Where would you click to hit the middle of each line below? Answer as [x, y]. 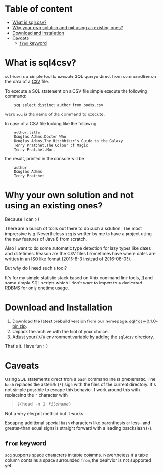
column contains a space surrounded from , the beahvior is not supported [78, 460]
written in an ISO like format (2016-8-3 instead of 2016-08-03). [68, 259]
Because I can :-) [22, 219]
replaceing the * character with [36, 395]
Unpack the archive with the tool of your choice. [60, 331]
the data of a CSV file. [27, 81]
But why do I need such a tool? [36, 268]
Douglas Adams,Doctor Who [40, 137]
